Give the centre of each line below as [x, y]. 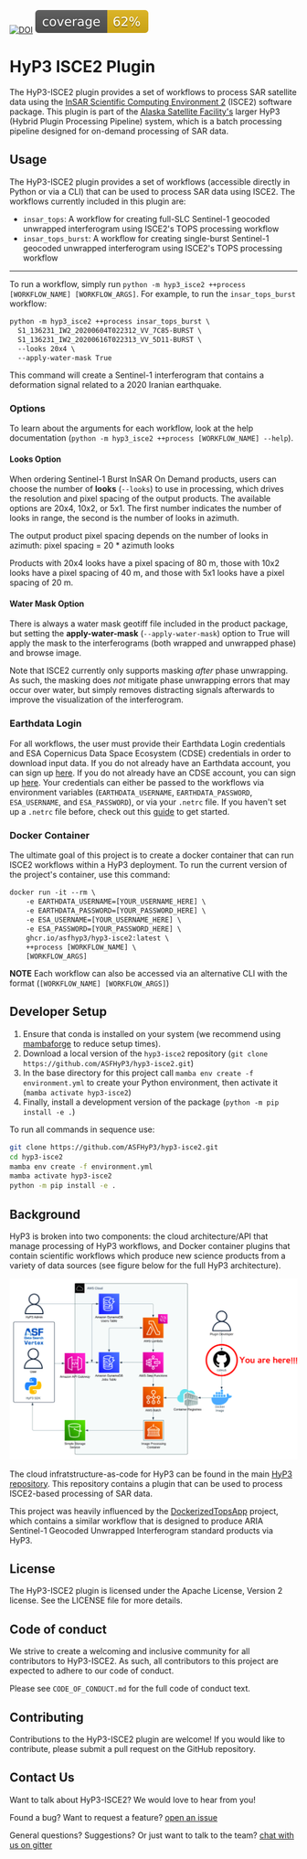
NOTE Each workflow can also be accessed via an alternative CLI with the [148, 974]
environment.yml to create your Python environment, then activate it [150, 1082]
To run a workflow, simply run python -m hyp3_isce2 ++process [128, 283]
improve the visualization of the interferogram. [97, 700]
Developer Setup [58, 1012]
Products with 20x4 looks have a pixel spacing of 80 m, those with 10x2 [145, 563]
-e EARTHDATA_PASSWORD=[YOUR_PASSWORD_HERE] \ [116, 911]
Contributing [47, 1717]
